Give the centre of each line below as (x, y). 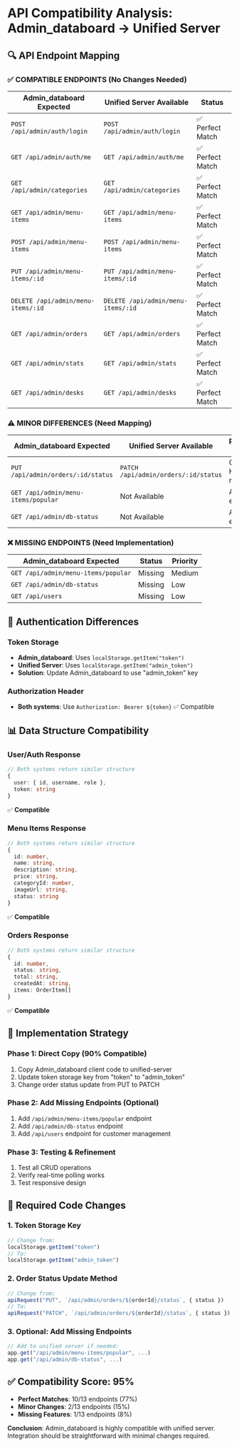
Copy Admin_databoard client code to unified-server (95, 1069)
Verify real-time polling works (61, 1175)
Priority (185, 561)
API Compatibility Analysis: (90, 13)
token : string (34, 789)
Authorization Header (46, 692)
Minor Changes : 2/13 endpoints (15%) (74, 1406)
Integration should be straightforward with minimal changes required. (108, 1436)
